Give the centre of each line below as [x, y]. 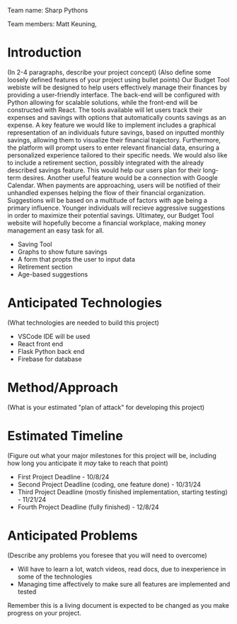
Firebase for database [50, 359]
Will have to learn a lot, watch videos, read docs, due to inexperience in [122, 569]
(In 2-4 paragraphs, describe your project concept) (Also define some [109, 72]
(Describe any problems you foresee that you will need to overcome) [107, 555]
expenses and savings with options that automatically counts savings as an [117, 117]
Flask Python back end [51, 351]
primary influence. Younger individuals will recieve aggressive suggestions [116, 208]
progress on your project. [44, 613]
